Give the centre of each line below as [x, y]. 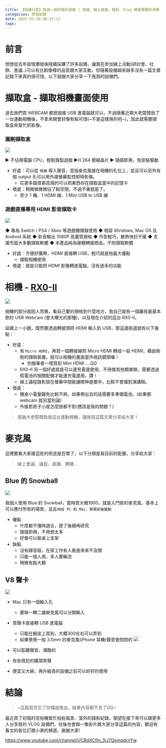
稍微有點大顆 [33, 563]
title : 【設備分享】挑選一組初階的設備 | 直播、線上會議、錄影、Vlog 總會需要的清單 [82, 10]
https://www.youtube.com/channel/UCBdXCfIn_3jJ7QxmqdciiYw [71, 740]
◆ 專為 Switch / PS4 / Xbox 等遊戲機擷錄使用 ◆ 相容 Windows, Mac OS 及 [81, 230]
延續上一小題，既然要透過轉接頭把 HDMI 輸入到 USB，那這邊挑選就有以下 [80, 328]
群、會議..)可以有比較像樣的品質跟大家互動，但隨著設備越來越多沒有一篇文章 [83, 70]
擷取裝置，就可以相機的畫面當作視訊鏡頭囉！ [74, 357]
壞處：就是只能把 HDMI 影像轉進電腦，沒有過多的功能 [67, 265]
